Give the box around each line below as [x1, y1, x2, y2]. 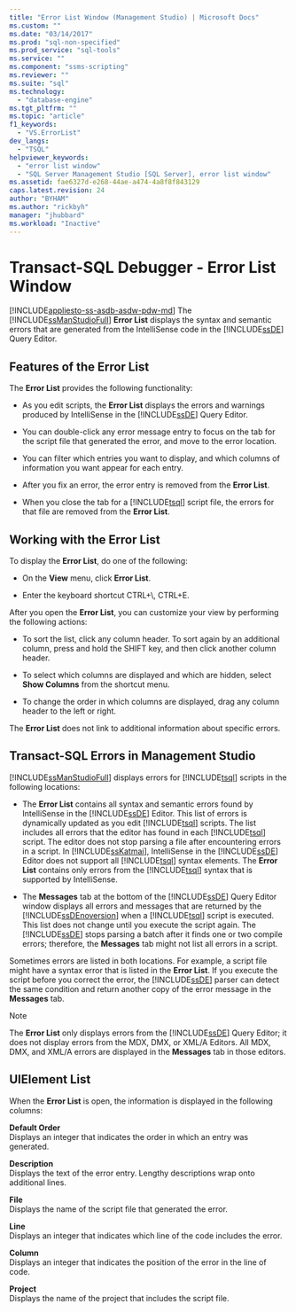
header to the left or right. [21, 706, 117, 716]
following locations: [9, 781, 81, 792]
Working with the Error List [9, 532, 161, 547]
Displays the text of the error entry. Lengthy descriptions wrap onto [9, 1168, 255, 1178]
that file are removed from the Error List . [21, 506, 170, 517]
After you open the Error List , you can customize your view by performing [9, 607, 279, 618]
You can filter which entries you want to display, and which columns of [21, 453, 281, 464]
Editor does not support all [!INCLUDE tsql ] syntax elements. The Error [21, 855, 278, 865]
